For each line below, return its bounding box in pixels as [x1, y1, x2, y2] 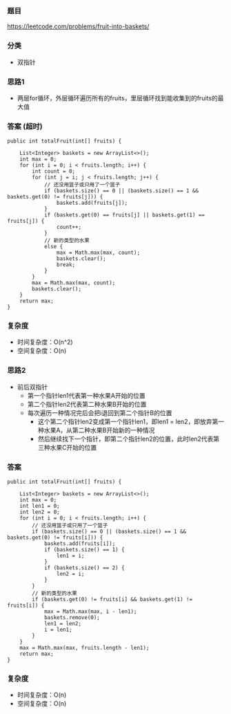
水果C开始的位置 [50, 443, 97, 451]
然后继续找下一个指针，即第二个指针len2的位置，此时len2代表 [37, 434, 214, 443]
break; [56, 262, 76, 268]
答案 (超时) [7, 121, 43, 131]
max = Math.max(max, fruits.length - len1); [19, 645, 150, 652]
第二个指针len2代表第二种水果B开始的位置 [27, 400, 147, 408]
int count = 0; [32, 168, 76, 175]
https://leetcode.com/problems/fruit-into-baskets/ [7, 22, 150, 30]
